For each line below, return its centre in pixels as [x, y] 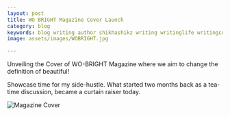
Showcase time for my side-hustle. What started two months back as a [107, 85]
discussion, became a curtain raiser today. [81, 92]
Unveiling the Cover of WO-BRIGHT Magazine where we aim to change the [113, 64]
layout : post [26, 13]
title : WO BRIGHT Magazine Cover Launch [66, 20]
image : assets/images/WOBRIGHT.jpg [58, 39]
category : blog [29, 26]
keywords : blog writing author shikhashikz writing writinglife [101, 32]
